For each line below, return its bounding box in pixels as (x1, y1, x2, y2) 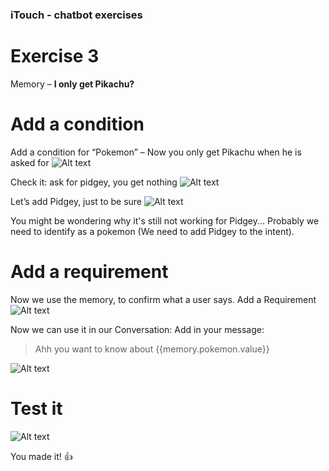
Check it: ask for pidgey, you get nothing (10, 176, 178, 188)
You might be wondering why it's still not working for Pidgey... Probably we (10, 214, 320, 227)
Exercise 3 (10, 45, 100, 68)
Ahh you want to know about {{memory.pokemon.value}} (34, 343, 270, 355)
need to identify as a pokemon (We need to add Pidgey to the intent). (10, 225, 295, 237)
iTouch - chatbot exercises (10, 8, 143, 22)
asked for (10, 156, 50, 168)
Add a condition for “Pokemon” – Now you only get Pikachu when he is (10, 146, 302, 158)
